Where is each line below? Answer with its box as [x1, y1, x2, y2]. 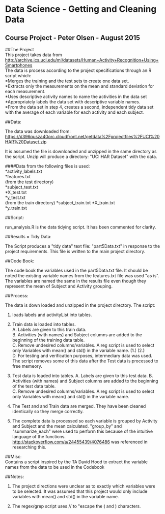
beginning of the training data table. [12, 337, 85, 343]
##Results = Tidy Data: [5, 234, 52, 239]
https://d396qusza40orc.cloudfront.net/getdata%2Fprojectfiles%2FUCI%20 [5, 134, 160, 139]
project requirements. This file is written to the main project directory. [5, 249, 145, 254]
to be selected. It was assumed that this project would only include [12, 488, 148, 494]
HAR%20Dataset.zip [5, 139, 47, 145]
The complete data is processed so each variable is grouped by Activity [12, 418, 158, 424]
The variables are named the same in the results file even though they [5, 278, 146, 284]
